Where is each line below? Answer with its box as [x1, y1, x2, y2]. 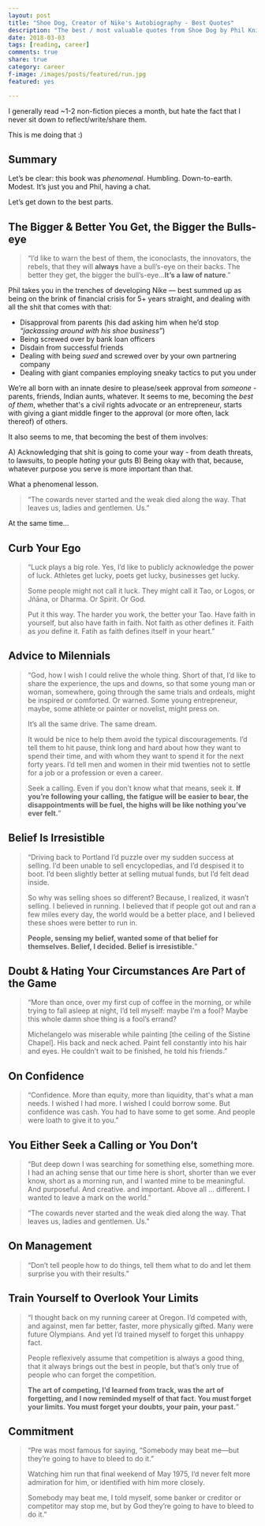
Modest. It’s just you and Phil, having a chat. [8, 182, 151, 192]
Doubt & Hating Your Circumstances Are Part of [8, 964, 246, 977]
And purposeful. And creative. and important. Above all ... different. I [27, 1185, 250, 1194]
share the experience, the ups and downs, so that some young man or [27, 678, 256, 688]
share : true [8, 56, 47, 64]
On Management [8, 1239, 92, 1253]
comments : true [8, 48, 58, 56]
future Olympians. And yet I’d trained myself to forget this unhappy [27, 1329, 244, 1339]
